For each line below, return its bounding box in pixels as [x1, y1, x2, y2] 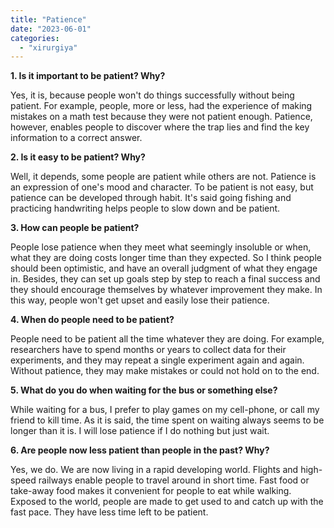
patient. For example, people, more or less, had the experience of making [10, 100, 313, 112]
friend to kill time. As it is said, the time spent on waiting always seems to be [10, 414, 325, 426]
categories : [10, 33, 60, 43]
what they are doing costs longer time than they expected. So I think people [10, 252, 322, 264]
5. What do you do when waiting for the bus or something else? [10, 384, 278, 396]
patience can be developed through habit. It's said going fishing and [10, 192, 292, 204]
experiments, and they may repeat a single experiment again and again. [10, 354, 305, 366]
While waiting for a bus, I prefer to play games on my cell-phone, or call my [10, 404, 320, 416]
